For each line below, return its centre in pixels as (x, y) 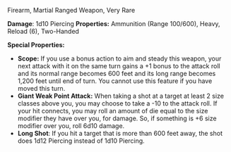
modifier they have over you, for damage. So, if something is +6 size (117, 118)
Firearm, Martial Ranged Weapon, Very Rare (71, 10)
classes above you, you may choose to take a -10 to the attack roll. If (117, 103)
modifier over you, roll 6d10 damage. (71, 126)
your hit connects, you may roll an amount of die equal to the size (113, 111)
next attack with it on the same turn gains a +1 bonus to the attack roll (119, 66)
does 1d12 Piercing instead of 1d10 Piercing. (81, 141)
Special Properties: (36, 45)
